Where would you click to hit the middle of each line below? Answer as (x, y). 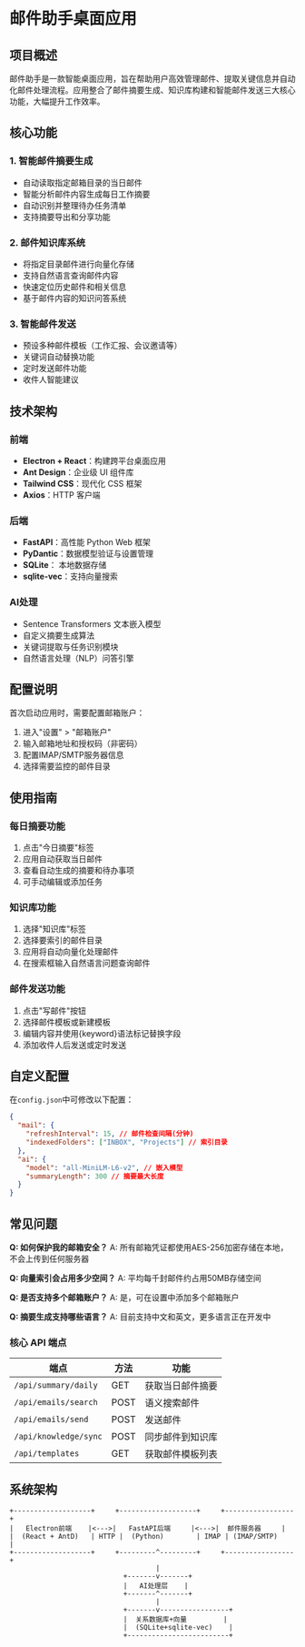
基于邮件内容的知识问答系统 (74, 298)
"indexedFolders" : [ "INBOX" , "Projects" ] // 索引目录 (127, 1143)
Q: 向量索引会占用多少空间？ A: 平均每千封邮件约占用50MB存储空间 (135, 1278)
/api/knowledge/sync (58, 1437)
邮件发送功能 (38, 989)
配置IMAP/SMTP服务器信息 (73, 755)
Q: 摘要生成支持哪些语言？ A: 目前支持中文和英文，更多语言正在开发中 (140, 1317)
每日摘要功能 (38, 826)
